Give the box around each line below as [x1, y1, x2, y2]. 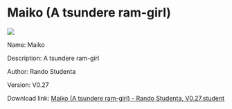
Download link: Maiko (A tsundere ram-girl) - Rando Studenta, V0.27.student [7, 94, 225, 102]
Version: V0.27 [7, 81, 50, 89]
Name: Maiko [7, 40, 45, 49]
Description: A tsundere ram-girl [7, 54, 100, 62]
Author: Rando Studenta [7, 67, 76, 75]
